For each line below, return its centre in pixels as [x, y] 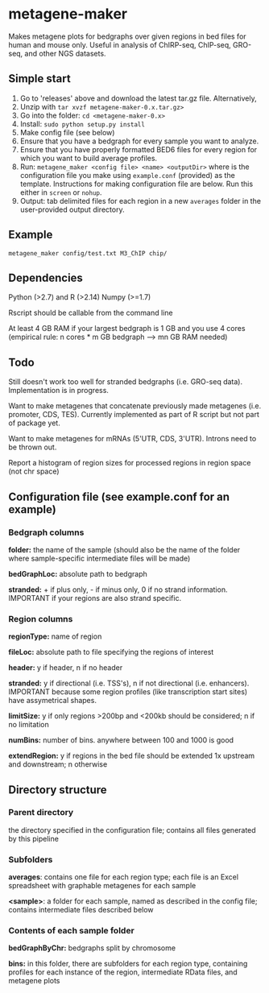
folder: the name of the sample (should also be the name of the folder [124, 549]
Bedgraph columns [46, 532]
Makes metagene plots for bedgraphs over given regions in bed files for [128, 36]
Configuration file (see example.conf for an [119, 496]
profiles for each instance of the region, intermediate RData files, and [123, 972]
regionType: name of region [55, 636]
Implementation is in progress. [58, 391]
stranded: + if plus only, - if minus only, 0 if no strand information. [118, 590]
